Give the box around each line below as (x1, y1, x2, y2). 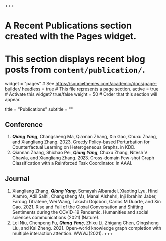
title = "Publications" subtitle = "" (5, 106, 73, 112)
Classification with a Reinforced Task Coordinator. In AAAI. (12, 160, 133, 166)
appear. (5, 97, 21, 103)
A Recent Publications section (5, 20, 132, 31)
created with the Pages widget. (5, 31, 137, 42)
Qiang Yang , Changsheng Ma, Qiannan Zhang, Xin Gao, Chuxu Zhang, (12, 133, 158, 139)
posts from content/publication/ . (5, 64, 145, 75)
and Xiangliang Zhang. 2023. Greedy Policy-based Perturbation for (12, 139, 150, 145)
